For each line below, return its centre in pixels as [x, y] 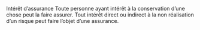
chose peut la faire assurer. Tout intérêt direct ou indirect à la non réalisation [100, 15]
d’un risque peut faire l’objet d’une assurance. [63, 21]
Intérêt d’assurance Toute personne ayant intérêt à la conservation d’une [96, 9]
